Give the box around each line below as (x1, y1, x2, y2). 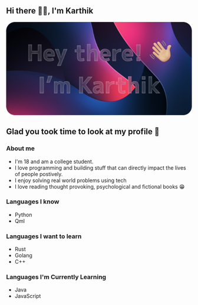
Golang (14, 252, 32, 259)
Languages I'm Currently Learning (6, 273, 107, 281)
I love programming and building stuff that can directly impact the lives (14, 164, 187, 171)
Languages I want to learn (6, 232, 82, 240)
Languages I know (6, 197, 60, 206)
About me (6, 144, 35, 152)
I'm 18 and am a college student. (14, 158, 94, 165)
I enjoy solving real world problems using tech (14, 177, 127, 184)
